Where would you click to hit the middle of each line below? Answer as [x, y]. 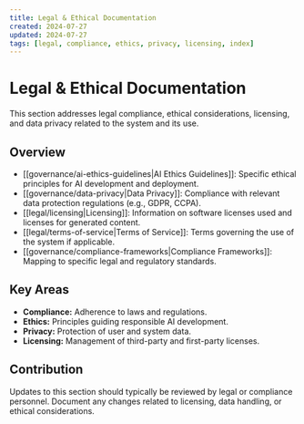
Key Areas [40, 290]
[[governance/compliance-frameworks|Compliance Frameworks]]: [147, 251]
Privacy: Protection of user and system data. [107, 331]
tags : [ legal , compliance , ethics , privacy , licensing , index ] [132, 43]
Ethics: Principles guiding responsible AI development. [126, 321]
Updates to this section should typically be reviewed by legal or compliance [151, 391]
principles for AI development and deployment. [111, 184]
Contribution [46, 370]
